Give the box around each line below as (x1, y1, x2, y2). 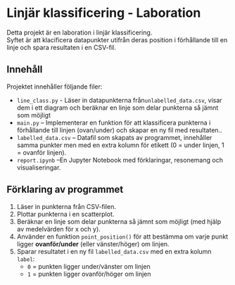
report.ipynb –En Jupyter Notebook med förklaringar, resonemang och (16, 156, 223, 164)
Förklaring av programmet (6, 184, 124, 196)
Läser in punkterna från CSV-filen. (16, 202, 117, 210)
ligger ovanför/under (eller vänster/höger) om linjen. (16, 239, 170, 248)
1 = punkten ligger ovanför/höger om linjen (27, 270, 152, 278)
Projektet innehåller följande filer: (6, 82, 103, 91)
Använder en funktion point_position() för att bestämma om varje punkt (16, 232, 229, 241)
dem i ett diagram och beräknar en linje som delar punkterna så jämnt (16, 103, 219, 112)
